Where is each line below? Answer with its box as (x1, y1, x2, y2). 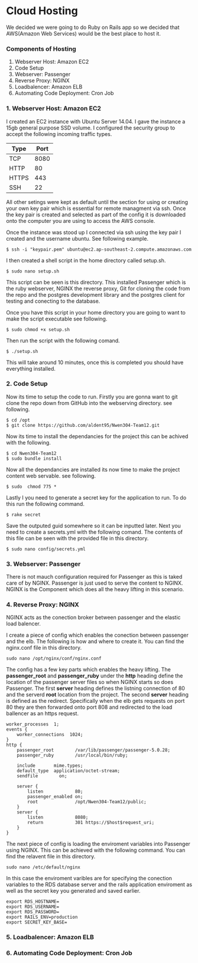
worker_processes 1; (6, 721, 60, 728)
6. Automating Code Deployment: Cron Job (6, 949, 132, 957)
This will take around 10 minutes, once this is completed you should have (6, 359, 184, 366)
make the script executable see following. (6, 315, 108, 322)
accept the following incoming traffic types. (6, 130, 112, 137)
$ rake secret (6, 511, 41, 518)
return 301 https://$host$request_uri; (27, 820, 155, 826)
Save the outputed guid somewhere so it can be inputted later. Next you (6, 522, 181, 529)
